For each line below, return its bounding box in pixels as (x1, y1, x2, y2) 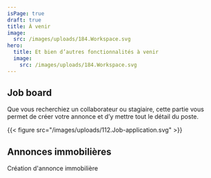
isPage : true (7, 10, 45, 17)
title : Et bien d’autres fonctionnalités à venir (13, 49, 159, 56)
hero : (7, 42, 23, 49)
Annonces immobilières (7, 146, 112, 157)
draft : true (7, 17, 41, 23)
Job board (7, 87, 52, 99)
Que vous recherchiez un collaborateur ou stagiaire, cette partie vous (7, 105, 205, 114)
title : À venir (7, 23, 51, 30)
